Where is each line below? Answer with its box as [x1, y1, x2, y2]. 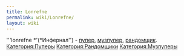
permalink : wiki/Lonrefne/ [6, 14, 74, 20]
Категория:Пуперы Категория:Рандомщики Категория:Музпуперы [6, 43, 178, 50]
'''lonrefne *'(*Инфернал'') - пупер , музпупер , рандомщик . [6, 37, 157, 44]
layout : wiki [6, 20, 39, 26]
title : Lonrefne [6, 8, 47, 15]
